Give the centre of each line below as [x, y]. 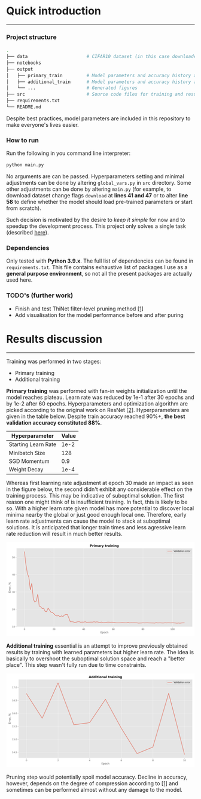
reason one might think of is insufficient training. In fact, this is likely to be [97, 502]
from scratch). [24, 208]
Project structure [31, 37]
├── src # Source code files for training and [95, 94]
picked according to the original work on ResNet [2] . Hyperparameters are [98, 410]
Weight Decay [26, 469]
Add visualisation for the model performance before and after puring [99, 315]
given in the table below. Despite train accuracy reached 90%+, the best [96, 416]
